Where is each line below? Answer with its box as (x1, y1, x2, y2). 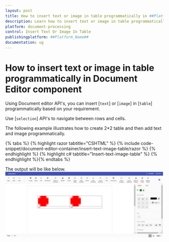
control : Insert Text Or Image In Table (5, 29, 92, 35)
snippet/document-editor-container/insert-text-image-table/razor (5, 145, 141, 151)
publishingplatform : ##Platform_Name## (5, 35, 89, 40)
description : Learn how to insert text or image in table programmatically (5, 19, 167, 24)
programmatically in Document (5, 73, 138, 85)
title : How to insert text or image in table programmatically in (5, 13, 147, 19)
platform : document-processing (5, 24, 71, 29)
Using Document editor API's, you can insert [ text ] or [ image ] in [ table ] (5, 100, 152, 106)
